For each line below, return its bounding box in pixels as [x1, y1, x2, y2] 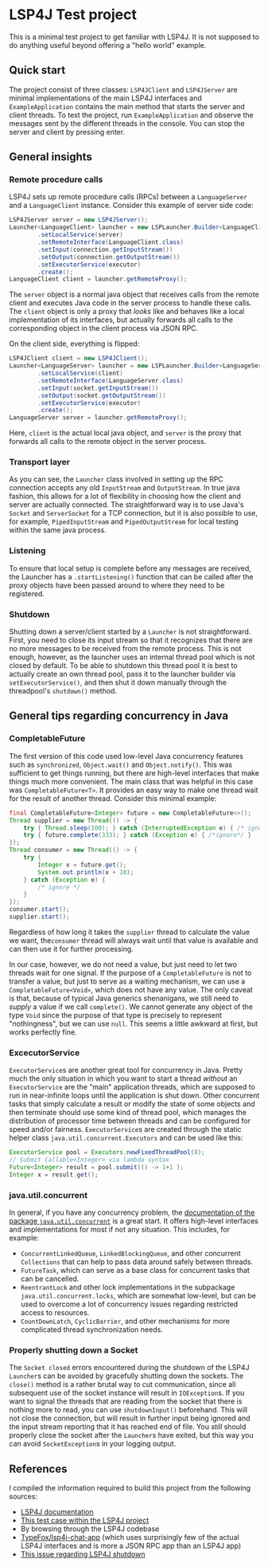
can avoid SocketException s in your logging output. [9, 1439, 177, 1448]
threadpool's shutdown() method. [9, 686, 118, 696]
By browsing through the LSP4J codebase [20, 1524, 160, 1534]
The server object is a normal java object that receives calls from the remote [9, 289, 259, 300]
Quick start [9, 64, 66, 77]
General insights [9, 150, 92, 164]
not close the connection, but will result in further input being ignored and [9, 1413, 251, 1424]
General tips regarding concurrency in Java [9, 709, 229, 723]
